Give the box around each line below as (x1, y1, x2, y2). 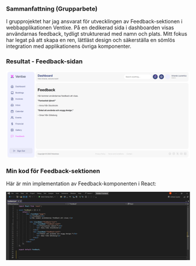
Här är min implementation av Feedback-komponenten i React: (6, 180, 156, 187)
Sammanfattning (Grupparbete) (6, 5, 98, 13)
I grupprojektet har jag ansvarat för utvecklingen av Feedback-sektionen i (6, 18, 183, 25)
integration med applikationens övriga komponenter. (6, 43, 132, 50)
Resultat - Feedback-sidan (6, 57, 83, 65)
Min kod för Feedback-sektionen (6, 167, 100, 175)
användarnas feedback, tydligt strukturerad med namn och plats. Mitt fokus (6, 30, 188, 37)
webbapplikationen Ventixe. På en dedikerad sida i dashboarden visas (6, 24, 174, 31)
